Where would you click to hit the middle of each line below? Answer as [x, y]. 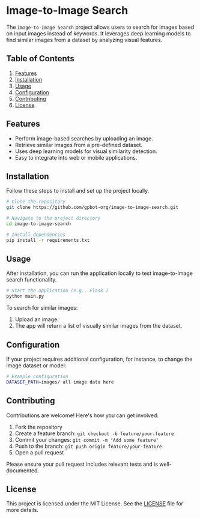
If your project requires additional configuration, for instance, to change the [99, 359]
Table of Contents [41, 59]
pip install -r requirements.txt [48, 240]
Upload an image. [37, 319]
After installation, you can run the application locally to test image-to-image [100, 273]
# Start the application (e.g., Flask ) [58, 291]
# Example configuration [37, 376]
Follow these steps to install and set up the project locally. [78, 191]
